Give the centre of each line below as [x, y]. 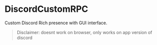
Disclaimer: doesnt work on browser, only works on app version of [84, 32]
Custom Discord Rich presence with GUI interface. [56, 23]
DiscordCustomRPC [47, 9]
